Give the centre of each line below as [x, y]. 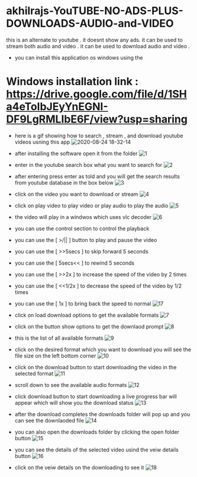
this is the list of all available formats [59, 338]
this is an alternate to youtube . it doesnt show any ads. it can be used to [95, 40]
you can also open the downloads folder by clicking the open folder [97, 432]
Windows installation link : [72, 82]
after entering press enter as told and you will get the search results [97, 176]
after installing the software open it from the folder [76, 153]
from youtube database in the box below [64, 182]
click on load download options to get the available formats [87, 315]
